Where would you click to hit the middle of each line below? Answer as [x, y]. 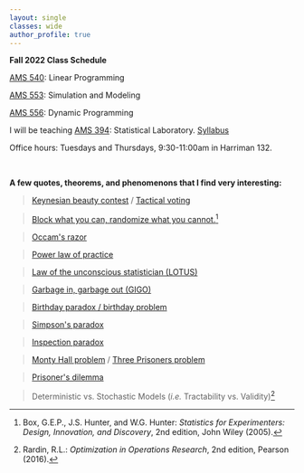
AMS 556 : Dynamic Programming [71, 113]
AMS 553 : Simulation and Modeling [75, 95]
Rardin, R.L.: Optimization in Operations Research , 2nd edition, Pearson [156, 449]
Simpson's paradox [67, 325]
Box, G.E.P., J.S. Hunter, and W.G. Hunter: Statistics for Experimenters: [153, 422]
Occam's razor [59, 237]
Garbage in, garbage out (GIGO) [91, 289]
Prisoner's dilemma [67, 377]
